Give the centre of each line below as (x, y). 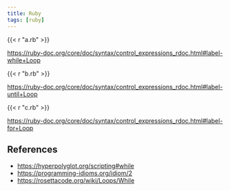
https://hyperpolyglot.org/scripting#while (75, 166)
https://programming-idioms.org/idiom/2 (75, 173)
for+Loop (20, 128)
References (32, 149)
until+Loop (22, 94)
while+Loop (24, 60)
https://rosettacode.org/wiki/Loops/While (76, 181)
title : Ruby (24, 13)
